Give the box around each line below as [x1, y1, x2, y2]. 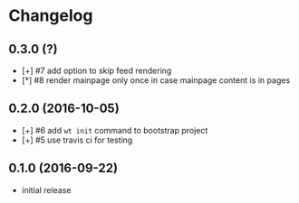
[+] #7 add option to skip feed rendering [21, 65, 172, 76]
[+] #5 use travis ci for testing [21, 134, 133, 145]
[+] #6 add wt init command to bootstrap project [21, 125, 208, 135]
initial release [21, 184, 72, 195]
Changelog [8, 5, 93, 26]
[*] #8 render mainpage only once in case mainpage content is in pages [21, 75, 291, 86]
